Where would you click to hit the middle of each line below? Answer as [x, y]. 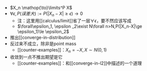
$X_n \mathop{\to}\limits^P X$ [41, 8]
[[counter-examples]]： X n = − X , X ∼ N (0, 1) [62, 50]
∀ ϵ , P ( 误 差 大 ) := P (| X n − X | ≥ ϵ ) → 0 [46, 14]
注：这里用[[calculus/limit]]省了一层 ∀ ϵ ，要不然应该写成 [74, 20]
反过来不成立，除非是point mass [43, 43]
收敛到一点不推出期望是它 [36, 57]
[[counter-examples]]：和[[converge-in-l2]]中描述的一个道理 [79, 63]
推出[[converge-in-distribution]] [43, 37]
